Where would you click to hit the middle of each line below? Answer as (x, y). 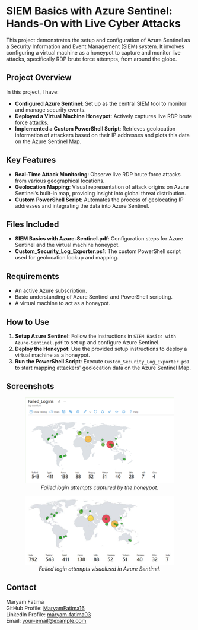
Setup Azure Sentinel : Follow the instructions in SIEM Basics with (95, 336)
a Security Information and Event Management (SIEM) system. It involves (95, 46)
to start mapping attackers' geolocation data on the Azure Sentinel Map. (103, 368)
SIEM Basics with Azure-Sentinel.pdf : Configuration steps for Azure (99, 239)
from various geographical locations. (60, 181)
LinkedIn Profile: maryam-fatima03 (49, 614)
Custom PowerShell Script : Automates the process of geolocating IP (99, 200)
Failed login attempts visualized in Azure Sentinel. (100, 569)
